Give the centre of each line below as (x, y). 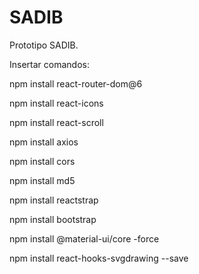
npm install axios (44, 142)
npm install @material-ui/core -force (84, 238)
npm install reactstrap (54, 200)
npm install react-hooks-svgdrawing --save (99, 258)
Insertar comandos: (49, 64)
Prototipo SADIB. (44, 45)
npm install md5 (42, 180)
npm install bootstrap (53, 219)
